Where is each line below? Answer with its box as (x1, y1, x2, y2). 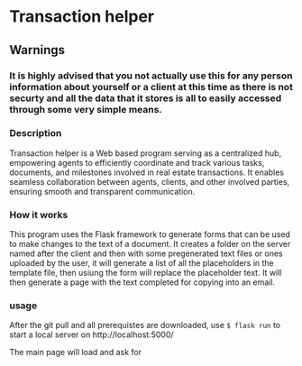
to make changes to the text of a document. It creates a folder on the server (9, 239, 291, 250)
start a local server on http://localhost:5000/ (9, 329, 174, 340)
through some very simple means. (9, 103, 162, 115)
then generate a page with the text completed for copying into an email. (9, 277, 276, 288)
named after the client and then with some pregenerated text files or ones (9, 248, 283, 259)
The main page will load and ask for (9, 347, 142, 358)
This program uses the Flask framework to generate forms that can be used (9, 229, 291, 240)
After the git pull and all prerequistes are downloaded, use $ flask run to (9, 320, 281, 331)
